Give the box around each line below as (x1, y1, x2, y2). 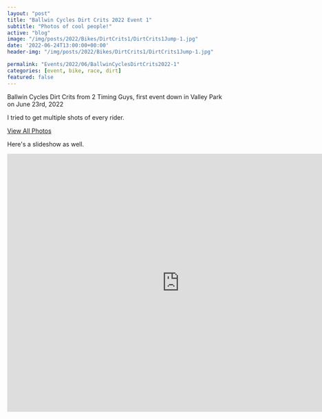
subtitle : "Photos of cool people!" (7, 23, 112, 30)
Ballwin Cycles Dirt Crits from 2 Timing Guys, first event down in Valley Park (7, 92, 222, 100)
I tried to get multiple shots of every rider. (7, 113, 125, 121)
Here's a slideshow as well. (7, 140, 85, 148)
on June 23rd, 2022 (7, 100, 64, 108)
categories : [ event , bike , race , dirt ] (7, 67, 122, 74)
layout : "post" (7, 10, 51, 17)
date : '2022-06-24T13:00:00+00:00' (7, 42, 109, 49)
